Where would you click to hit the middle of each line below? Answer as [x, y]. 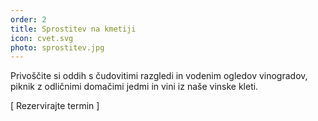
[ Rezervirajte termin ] [55, 106]
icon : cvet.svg [42, 38]
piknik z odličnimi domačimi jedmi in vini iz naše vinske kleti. [134, 87]
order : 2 [28, 19]
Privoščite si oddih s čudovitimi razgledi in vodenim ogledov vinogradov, [159, 76]
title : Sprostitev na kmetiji [73, 29]
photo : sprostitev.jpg [57, 47]
